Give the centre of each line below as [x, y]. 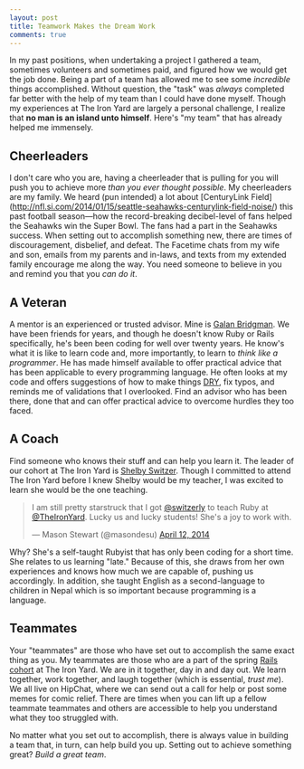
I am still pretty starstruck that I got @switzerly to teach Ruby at [150, 507]
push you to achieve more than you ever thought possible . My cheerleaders [151, 187]
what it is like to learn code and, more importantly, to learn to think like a [144, 353]
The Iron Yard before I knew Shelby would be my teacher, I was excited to [147, 479]
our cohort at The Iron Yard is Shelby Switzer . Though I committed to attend [150, 470]
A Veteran [38, 303]
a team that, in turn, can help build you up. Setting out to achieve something [151, 745]
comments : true [38, 34]
